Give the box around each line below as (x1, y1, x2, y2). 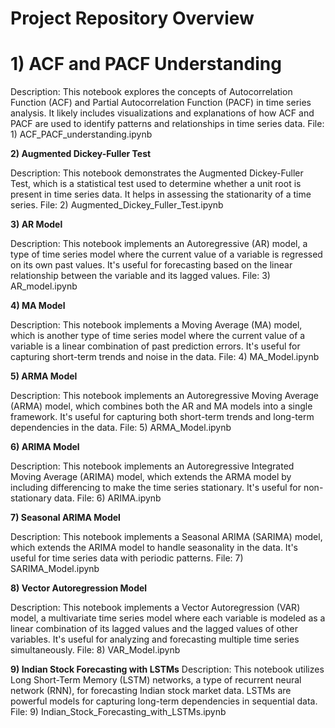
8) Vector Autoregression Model (10, 582, 148, 594)
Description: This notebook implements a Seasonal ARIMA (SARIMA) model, (10, 531, 323, 543)
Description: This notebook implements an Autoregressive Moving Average (10, 390, 320, 402)
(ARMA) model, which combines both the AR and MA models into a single (10, 400, 313, 412)
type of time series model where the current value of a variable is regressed (10, 248, 323, 261)
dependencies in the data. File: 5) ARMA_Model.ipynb (10, 422, 232, 434)
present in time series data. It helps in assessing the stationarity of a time (10, 188, 312, 201)
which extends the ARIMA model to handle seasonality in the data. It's (10, 542, 298, 554)
